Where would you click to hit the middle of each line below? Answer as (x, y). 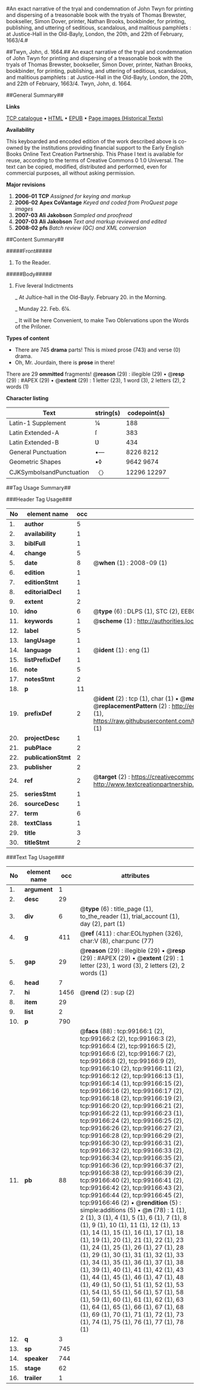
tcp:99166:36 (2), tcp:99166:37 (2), (132, 1165)
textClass (38, 823)
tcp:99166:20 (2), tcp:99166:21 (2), (132, 1106)
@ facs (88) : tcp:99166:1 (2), (122, 1031)
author (34, 524)
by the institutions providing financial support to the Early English (104, 148)
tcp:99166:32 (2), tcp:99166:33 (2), (132, 1150)
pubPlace (38, 748)
